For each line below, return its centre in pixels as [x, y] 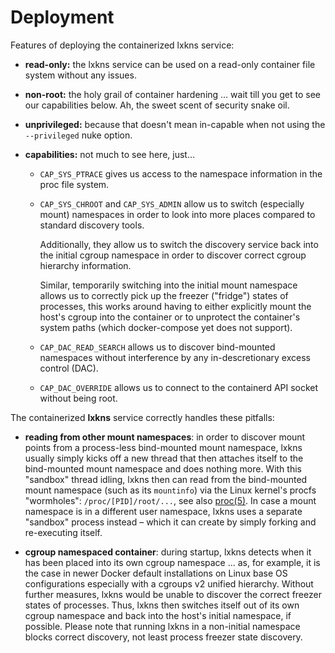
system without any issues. [80, 75]
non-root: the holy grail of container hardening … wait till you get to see [172, 94]
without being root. [78, 398]
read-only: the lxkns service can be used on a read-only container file [170, 64]
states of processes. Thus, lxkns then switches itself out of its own [162, 605]
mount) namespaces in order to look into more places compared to [177, 214]
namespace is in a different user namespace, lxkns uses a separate [163, 511]
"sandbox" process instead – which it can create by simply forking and [170, 522]
